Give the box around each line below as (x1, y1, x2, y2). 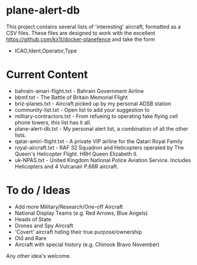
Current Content (6, 68, 88, 82)
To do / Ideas (6, 184, 71, 197)
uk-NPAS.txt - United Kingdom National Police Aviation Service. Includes (14, 156, 191, 163)
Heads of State (14, 215, 51, 222)
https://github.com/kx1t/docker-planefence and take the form (6, 35, 155, 43)
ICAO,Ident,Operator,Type (14, 47, 77, 54)
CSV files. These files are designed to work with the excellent (6, 29, 155, 36)
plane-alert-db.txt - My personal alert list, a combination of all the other (14, 125, 189, 132)
